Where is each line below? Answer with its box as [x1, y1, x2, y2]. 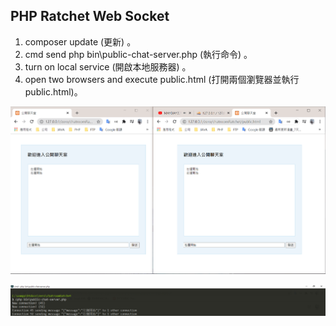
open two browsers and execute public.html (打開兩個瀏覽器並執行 [24, 73, 300, 85]
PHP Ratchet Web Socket [10, 8, 170, 25]
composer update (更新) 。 [24, 35, 137, 48]
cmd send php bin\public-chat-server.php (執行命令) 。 [24, 48, 253, 60]
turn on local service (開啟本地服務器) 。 [24, 60, 192, 73]
